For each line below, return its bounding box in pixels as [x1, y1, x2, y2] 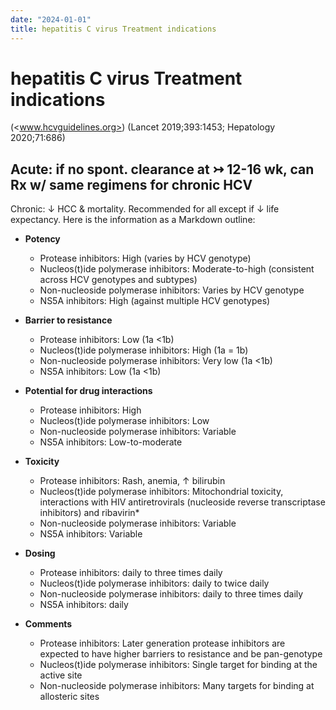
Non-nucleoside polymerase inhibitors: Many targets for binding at [39, 680, 315, 692]
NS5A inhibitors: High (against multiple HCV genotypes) [39, 295, 271, 307]
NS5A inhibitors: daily [39, 599, 129, 611]
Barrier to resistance [24, 314, 113, 326]
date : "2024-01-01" [10, 14, 92, 25]
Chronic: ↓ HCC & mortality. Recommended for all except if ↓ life [10, 203, 280, 215]
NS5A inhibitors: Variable [39, 528, 143, 540]
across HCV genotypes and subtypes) [39, 274, 198, 286]
